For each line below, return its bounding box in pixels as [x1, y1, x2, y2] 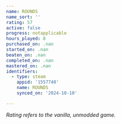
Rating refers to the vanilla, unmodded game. [6, 111, 116, 118]
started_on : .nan [6, 47, 49, 53]
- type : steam [11, 74, 46, 80]
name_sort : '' [6, 14, 41, 20]
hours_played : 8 [6, 36, 46, 42]
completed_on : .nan [6, 57, 54, 63]
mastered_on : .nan [6, 63, 51, 69]
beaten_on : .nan [6, 52, 46, 58]
